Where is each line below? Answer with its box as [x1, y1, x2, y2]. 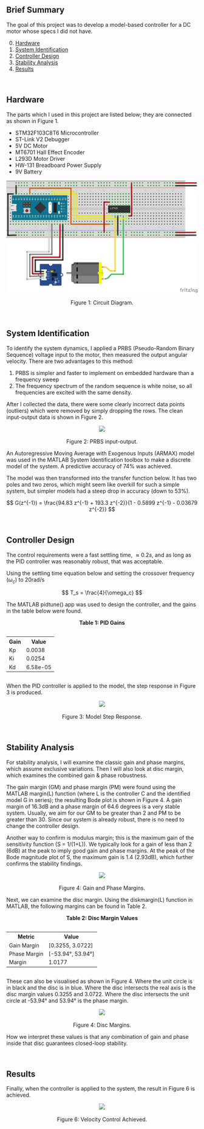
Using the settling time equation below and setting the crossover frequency [6, 569, 195, 577]
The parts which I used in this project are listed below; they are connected [6, 111, 192, 118]
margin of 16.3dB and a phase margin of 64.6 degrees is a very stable [6, 803, 180, 810]
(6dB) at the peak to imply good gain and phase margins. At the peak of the [6, 846, 195, 854]
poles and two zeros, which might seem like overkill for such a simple [6, 480, 180, 488]
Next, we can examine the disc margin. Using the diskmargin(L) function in [6, 896, 193, 903]
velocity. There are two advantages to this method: [6, 357, 134, 365]
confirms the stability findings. [6, 860, 83, 867]
